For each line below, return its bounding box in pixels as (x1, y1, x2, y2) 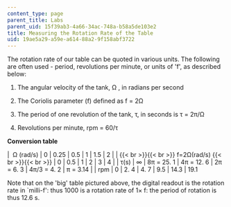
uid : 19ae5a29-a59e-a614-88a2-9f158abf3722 (7, 36, 135, 43)
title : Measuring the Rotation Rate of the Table (7, 29, 154, 37)
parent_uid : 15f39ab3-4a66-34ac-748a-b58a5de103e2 (7, 23, 157, 30)
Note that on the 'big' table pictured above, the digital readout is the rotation (7, 179, 225, 188)
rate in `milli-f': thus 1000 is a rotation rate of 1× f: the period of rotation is (7, 186, 217, 194)
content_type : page (7, 10, 64, 17)
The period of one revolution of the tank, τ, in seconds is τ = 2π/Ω (17, 110, 205, 119)
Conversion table (7, 137, 58, 146)
